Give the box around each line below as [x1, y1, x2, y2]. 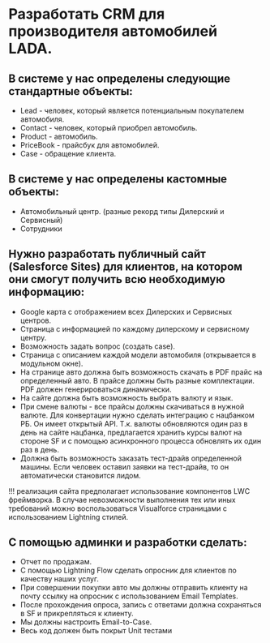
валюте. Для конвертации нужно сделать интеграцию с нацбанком [19, 410, 255, 420]
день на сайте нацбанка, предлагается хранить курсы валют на [19, 427, 242, 437]
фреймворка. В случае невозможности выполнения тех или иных [8, 495, 237, 504]
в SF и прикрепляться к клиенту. [19, 609, 134, 619]
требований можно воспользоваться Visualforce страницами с [8, 504, 227, 513]
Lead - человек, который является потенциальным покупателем [19, 106, 245, 115]
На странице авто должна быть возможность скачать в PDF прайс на [19, 367, 263, 377]
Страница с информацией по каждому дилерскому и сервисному [19, 324, 250, 333]
